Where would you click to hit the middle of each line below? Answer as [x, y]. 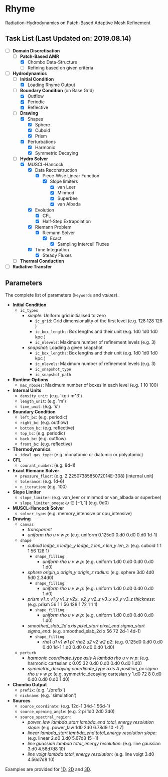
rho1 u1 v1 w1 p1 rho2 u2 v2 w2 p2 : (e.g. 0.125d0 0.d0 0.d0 [103, 642]
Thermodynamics [32, 449]
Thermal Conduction [42, 261]
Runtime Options [30, 380]
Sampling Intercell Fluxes [83, 244]
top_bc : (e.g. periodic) [43, 433]
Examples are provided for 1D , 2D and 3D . [48, 769]
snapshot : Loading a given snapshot [65, 347]
